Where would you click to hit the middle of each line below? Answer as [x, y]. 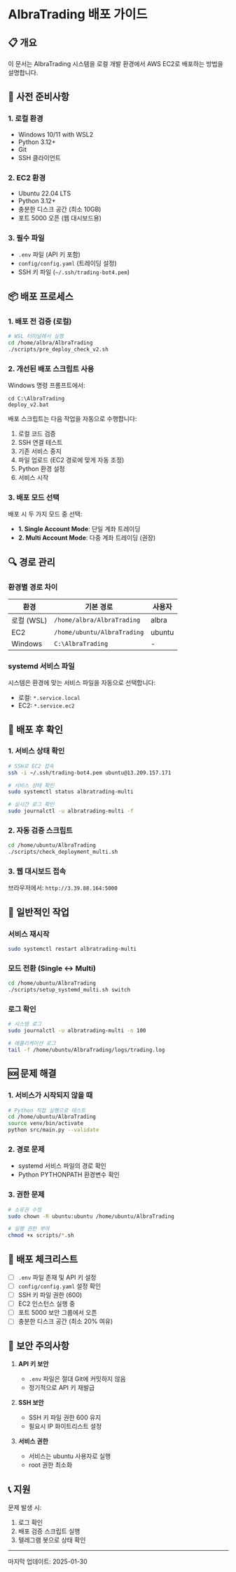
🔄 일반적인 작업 [39, 912]
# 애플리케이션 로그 [32, 1044]
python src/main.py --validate [54, 1130]
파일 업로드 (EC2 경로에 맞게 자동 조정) [71, 460]
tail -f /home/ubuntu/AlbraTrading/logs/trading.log [86, 1050]
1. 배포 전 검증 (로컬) [40, 321]
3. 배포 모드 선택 [34, 498]
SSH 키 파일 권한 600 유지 [65, 1417]
